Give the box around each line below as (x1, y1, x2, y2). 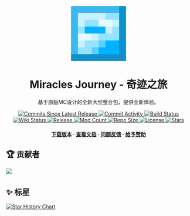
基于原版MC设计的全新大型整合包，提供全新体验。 (38, 98, 160, 105)
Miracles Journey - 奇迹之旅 (29, 78, 168, 92)
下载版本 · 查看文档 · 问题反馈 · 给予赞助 (51, 130, 146, 137)
